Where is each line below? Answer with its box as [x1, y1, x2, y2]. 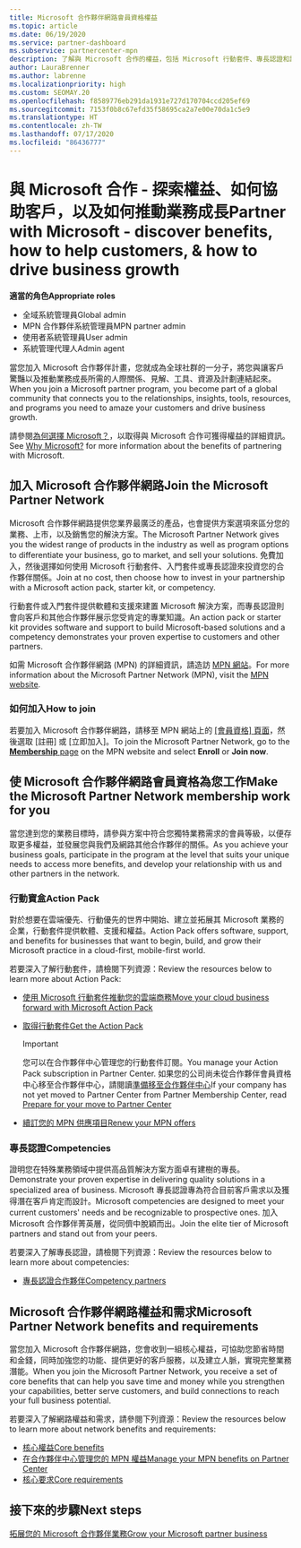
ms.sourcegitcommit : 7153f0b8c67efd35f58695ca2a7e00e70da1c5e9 [9, 105, 251, 114]
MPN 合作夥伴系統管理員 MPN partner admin [21, 320, 186, 331]
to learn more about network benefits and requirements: [9, 1423, 217, 1434]
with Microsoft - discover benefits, [9, 221, 273, 242]
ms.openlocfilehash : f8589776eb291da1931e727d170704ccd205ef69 [9, 96, 251, 106]
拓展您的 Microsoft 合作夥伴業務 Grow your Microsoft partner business [9, 1528, 268, 1539]
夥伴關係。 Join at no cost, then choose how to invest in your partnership [16, 572, 285, 582]
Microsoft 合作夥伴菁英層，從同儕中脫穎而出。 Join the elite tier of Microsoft [9, 1218, 289, 1229]
